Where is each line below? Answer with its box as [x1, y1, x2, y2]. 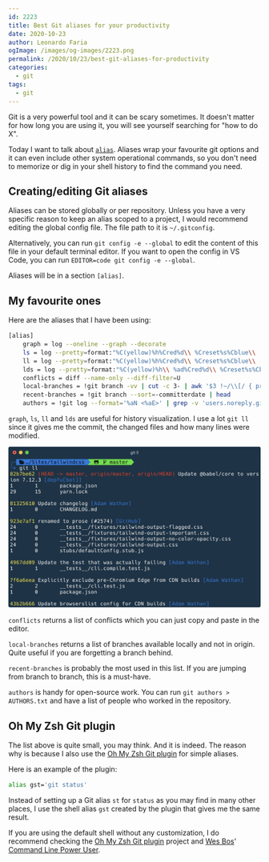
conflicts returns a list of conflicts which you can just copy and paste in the [8, 615, 260, 625]
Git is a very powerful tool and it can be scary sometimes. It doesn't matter [8, 112, 255, 122]
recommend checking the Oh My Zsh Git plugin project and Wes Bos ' [8, 836, 237, 846]
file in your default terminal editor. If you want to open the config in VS [8, 247, 240, 256]
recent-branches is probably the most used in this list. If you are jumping [8, 664, 247, 673]
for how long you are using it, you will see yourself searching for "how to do [8, 120, 259, 130]
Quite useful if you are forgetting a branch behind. [8, 648, 174, 658]
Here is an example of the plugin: [8, 764, 118, 774]
